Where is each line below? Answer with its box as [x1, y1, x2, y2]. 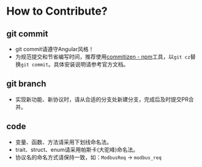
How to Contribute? [6, 4, 108, 18]
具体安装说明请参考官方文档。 [53, 61, 129, 68]
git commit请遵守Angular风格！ [15, 46, 94, 52]
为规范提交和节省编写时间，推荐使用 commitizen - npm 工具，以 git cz [15, 53, 191, 60]
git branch [6, 79, 47, 89]
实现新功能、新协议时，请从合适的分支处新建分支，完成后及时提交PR [15, 96, 189, 103]
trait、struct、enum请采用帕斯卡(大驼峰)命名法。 [15, 146, 139, 153]
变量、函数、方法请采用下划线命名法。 [15, 138, 112, 146]
